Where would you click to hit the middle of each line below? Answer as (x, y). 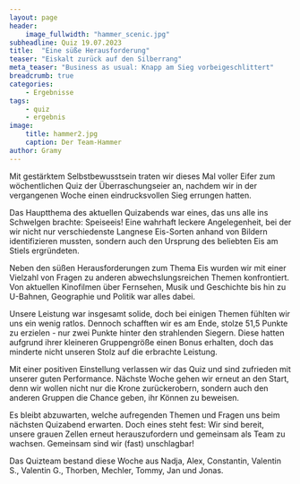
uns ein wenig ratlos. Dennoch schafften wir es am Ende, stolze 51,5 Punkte (149, 323)
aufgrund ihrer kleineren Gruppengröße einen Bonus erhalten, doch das (141, 342)
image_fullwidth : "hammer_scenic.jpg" (98, 34)
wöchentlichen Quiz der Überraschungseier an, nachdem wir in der (133, 185)
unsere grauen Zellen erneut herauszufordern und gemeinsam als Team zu (147, 434)
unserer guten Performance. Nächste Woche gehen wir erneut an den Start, (149, 378)
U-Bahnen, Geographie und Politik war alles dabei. (102, 296)
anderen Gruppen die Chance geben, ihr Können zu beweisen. (124, 397)
